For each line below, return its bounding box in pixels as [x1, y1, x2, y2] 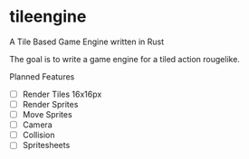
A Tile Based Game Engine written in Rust [9, 36, 165, 47]
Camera [22, 119, 53, 130]
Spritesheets [22, 140, 71, 151]
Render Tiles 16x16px [22, 89, 102, 99]
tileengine [9, 6, 87, 27]
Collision [22, 129, 56, 141]
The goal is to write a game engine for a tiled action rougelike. [9, 53, 240, 64]
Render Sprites [22, 99, 79, 109]
